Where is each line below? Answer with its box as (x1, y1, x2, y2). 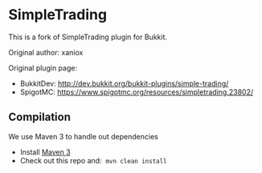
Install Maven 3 (19, 147, 71, 157)
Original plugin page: (8, 62, 78, 73)
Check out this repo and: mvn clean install (19, 155, 167, 165)
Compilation (8, 111, 71, 124)
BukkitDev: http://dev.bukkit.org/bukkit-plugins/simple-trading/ (19, 78, 229, 88)
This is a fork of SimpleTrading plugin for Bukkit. (8, 32, 167, 42)
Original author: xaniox (8, 47, 84, 57)
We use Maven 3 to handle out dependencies (8, 131, 158, 141)
